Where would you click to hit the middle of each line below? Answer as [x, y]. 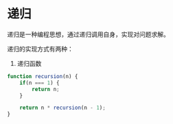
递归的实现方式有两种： [40, 49]
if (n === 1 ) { [39, 83]
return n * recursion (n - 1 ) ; [63, 108]
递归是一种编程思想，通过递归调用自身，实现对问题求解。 [88, 34]
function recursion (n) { [43, 76]
